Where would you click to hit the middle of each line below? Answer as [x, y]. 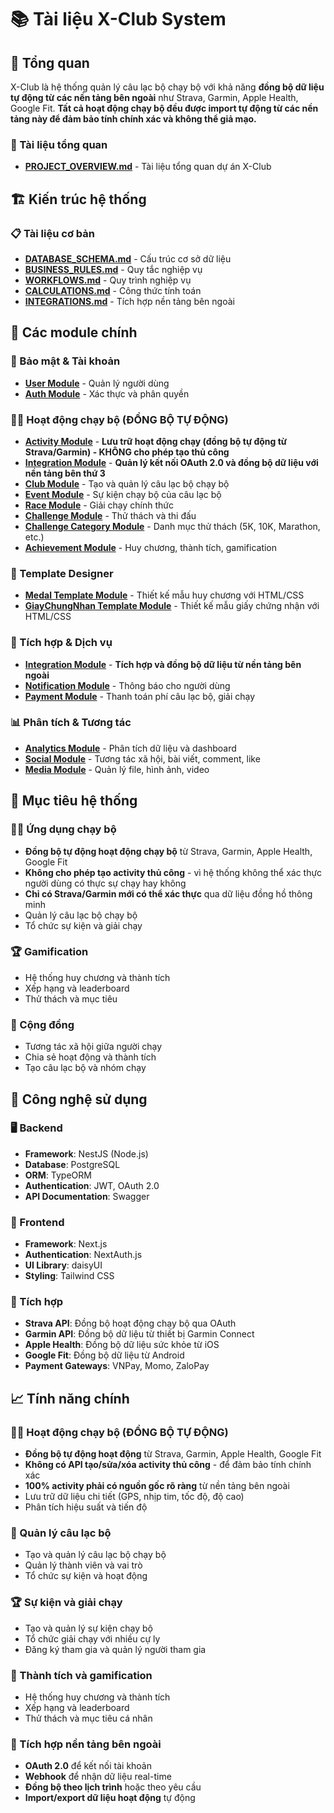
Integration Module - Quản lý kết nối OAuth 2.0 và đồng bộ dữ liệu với [171, 462]
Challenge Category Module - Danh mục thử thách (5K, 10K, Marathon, [172, 526]
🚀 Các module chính [74, 332]
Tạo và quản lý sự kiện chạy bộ [88, 1628]
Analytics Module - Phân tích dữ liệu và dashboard [130, 748]
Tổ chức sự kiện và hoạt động [86, 1576]
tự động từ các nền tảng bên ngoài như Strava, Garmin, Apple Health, [154, 97]
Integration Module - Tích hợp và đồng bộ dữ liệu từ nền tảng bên [163, 664]
